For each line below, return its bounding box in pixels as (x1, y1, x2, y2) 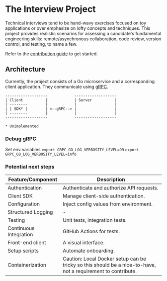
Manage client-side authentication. (63, 192, 145, 199)
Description (96, 176, 125, 183)
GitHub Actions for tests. (63, 228, 120, 235)
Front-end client (7, 239, 46, 246)
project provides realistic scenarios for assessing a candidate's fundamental (5, 30, 162, 36)
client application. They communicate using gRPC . (5, 84, 108, 90)
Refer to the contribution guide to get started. (5, 51, 98, 57)
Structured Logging (7, 209, 53, 216)
